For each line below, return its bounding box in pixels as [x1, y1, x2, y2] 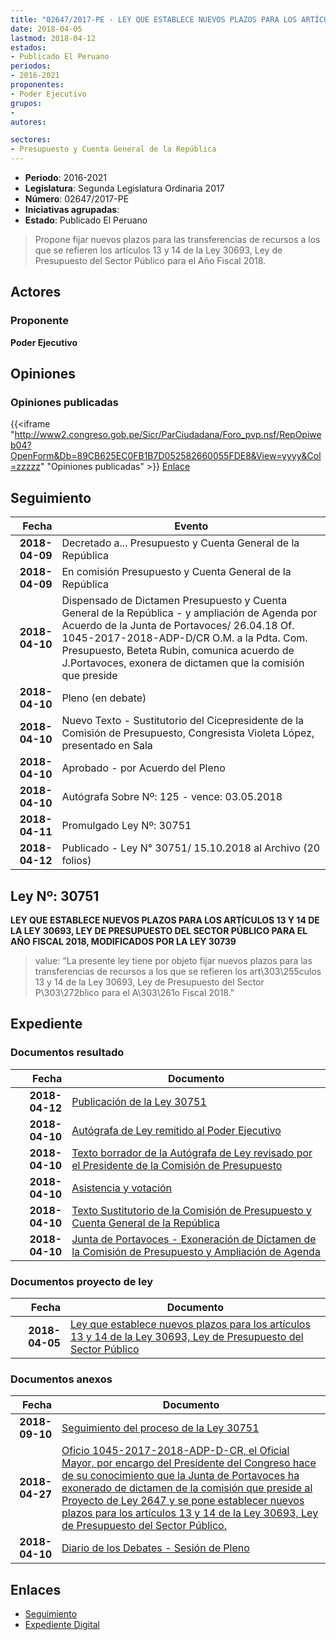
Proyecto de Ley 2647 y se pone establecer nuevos [61, 1494, 305, 1508]
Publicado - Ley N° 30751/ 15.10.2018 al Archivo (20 [61, 841, 321, 855]
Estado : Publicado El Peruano [24, 214, 148, 226]
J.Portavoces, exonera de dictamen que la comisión [61, 656, 305, 670]
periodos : [10, 61, 52, 71]
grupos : [10, 98, 43, 108]
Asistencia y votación [71, 1181, 173, 1195]
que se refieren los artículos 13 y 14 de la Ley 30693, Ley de [34, 244, 283, 256]
